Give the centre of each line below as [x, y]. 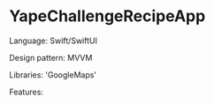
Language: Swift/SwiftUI [53, 41]
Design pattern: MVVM [51, 57]
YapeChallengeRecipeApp [107, 16]
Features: [27, 92]
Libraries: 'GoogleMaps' [53, 74]
